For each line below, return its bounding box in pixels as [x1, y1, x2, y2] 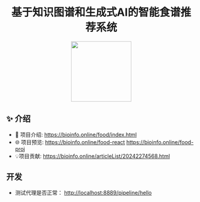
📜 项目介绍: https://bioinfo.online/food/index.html [14, 131, 137, 138]
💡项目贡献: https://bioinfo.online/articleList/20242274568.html [14, 152, 170, 160]
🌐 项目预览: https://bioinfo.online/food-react [14, 138, 125, 145]
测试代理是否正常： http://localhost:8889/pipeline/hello [14, 189, 152, 196]
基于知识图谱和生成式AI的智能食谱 [11, 5, 181, 19]
